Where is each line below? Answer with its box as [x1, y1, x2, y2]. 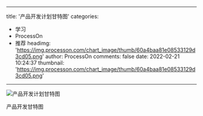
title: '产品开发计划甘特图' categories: [6, 13, 99, 20]
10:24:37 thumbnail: [14, 59, 65, 66]
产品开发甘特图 [6, 103, 43, 110]
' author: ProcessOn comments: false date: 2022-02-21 [42, 53, 180, 60]
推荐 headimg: [14, 40, 51, 47]
